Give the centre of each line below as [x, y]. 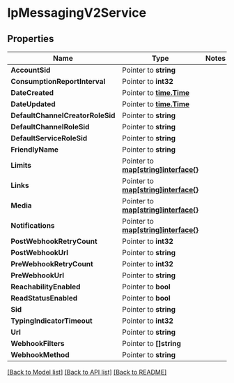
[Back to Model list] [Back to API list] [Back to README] [87, 372]
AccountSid [31, 70]
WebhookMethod [40, 355]
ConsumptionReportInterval [58, 81]
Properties [31, 39]
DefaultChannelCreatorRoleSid [63, 115]
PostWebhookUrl [39, 253]
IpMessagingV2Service [77, 13]
